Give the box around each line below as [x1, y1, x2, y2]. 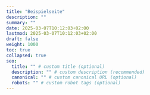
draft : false [6, 36, 39, 42]
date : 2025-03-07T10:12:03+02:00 [6, 25, 89, 31]
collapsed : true [6, 53, 46, 58]
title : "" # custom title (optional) [11, 63, 105, 70]
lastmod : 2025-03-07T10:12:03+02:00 [6, 31, 97, 37]
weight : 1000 [6, 42, 39, 48]
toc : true [6, 47, 31, 53]
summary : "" [6, 19, 36, 25]
